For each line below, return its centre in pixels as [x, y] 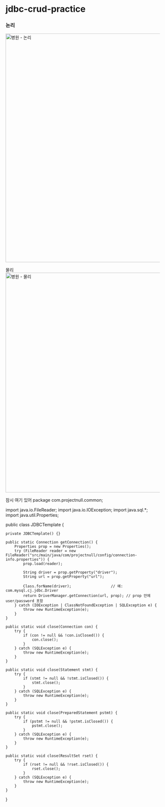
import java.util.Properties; [32, 515]
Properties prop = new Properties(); [53, 547]
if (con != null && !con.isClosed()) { [64, 635]
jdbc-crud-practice [46, 9]
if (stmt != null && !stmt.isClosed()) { [66, 679]
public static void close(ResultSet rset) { [52, 756]
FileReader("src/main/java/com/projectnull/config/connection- [71, 555]
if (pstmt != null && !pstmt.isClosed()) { [68, 721]
